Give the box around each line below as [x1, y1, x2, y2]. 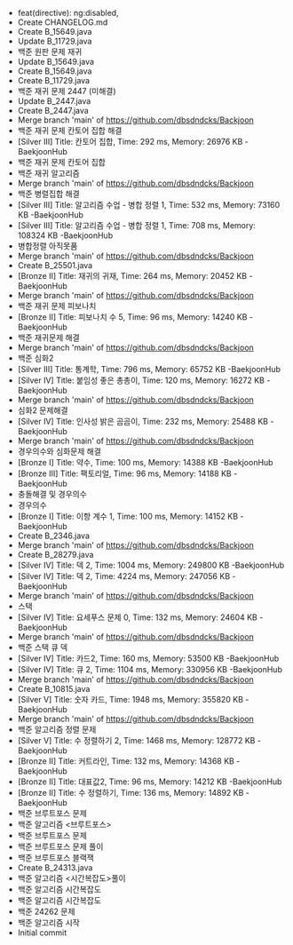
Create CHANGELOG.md [17, 17, 108, 28]
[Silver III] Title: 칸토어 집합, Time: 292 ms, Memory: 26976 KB [17, 137, 243, 147]
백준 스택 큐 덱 [17, 642, 68, 652]
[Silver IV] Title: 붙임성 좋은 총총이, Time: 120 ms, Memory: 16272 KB [17, 375, 265, 385]
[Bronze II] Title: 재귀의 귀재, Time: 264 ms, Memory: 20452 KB [17, 271, 248, 281]
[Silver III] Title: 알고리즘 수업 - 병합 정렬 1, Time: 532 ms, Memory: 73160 [17, 200, 281, 210]
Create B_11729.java [17, 75, 91, 85]
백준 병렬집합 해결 [17, 188, 80, 199]
